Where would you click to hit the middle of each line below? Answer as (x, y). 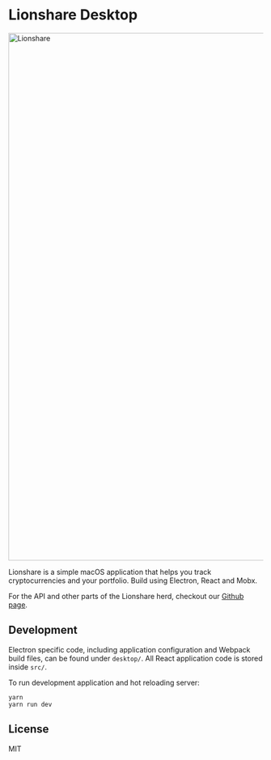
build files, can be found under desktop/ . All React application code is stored (135, 658)
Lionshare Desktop (73, 15)
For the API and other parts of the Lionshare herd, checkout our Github (126, 596)
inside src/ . (28, 667)
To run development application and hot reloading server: (104, 682)
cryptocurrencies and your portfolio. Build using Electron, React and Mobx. (133, 581)
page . (18, 605)
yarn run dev (30, 704)
